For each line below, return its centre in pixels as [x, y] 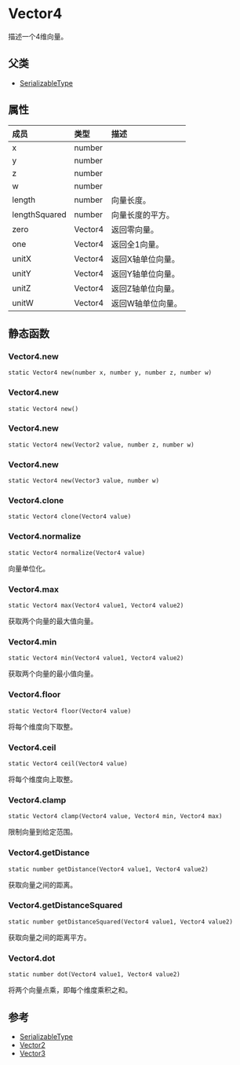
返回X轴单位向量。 [145, 259]
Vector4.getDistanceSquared [65, 905]
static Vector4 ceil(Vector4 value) [68, 763]
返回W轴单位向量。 [147, 303]
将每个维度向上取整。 [42, 779]
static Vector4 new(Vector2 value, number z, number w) [101, 445]
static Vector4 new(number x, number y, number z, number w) [110, 373]
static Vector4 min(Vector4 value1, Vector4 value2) [96, 658]
